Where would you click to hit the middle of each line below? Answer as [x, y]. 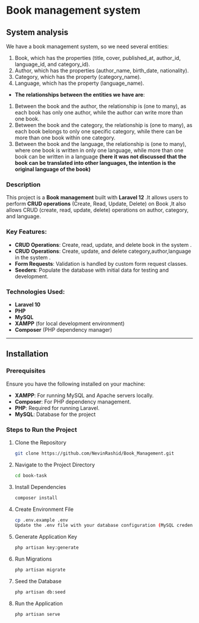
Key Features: [27, 232]
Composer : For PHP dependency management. [73, 402]
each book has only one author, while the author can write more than [99, 112]
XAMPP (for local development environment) [70, 323]
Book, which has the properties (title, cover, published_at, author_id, [98, 58]
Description [23, 185]
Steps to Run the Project [41, 430]
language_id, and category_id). [52, 64]
